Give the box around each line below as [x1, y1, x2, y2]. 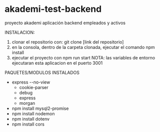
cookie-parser [19, 84, 49, 90]
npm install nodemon [11, 110, 55, 117]
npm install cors [11, 121, 45, 127]
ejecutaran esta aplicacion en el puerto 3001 [11, 60, 103, 66]
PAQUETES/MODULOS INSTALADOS [4, 69, 80, 75]
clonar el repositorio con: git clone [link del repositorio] [11, 39, 124, 45]
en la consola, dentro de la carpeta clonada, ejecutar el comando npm [11, 44, 155, 50]
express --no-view [11, 79, 51, 85]
